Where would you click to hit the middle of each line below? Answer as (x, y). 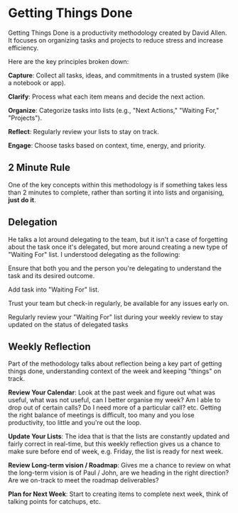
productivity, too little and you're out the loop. (75, 423)
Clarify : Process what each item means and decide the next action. (107, 96)
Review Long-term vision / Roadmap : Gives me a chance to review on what (119, 465)
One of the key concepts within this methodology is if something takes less (118, 184)
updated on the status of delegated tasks (68, 324)
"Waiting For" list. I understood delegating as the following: (94, 254)
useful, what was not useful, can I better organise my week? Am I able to (114, 400)
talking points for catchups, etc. (55, 502)
